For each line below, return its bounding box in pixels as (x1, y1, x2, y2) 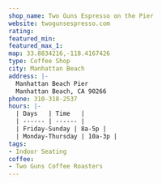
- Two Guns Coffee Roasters (8, 163, 104, 171)
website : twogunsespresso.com (8, 19, 111, 28)
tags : (8, 139, 27, 148)
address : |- (8, 72, 49, 80)
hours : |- (8, 102, 42, 110)
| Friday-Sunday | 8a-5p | (15, 125, 107, 133)
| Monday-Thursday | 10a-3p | (15, 132, 117, 140)
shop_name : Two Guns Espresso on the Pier (8, 11, 154, 20)
